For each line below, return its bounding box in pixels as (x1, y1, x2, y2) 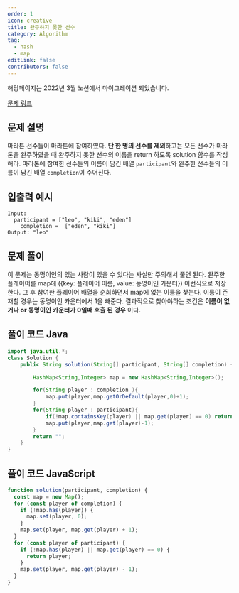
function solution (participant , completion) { (7, 486, 148, 494)
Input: (7, 210, 27, 217)
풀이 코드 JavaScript (7, 467, 96, 479)
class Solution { (7, 354, 59, 361)
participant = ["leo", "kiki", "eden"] (14, 217, 132, 224)
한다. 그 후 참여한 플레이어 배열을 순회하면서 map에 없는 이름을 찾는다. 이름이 (7, 288, 221, 297)
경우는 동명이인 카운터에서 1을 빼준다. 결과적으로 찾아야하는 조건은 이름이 (20, 297, 223, 305)
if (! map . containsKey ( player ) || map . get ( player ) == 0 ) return (45, 413, 234, 420)
